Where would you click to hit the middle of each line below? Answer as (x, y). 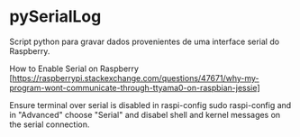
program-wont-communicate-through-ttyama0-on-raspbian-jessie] (135, 87)
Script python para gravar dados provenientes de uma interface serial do (145, 41)
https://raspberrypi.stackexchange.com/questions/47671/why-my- (136, 78)
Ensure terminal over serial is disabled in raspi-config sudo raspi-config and (150, 105)
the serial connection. (50, 124)
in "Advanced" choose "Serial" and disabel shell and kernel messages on (145, 114)
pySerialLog (55, 17)
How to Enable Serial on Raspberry (74, 68)
